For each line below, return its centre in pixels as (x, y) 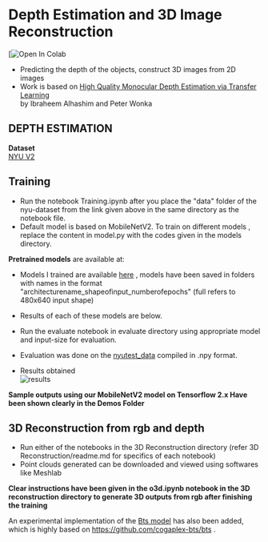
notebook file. (43, 218)
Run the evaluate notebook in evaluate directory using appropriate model (140, 331)
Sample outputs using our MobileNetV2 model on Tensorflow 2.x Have (128, 395)
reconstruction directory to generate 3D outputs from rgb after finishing (130, 497)
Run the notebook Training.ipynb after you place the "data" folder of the (138, 201)
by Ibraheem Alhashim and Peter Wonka (86, 103)
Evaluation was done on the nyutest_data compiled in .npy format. (128, 355)
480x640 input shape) (57, 300)
